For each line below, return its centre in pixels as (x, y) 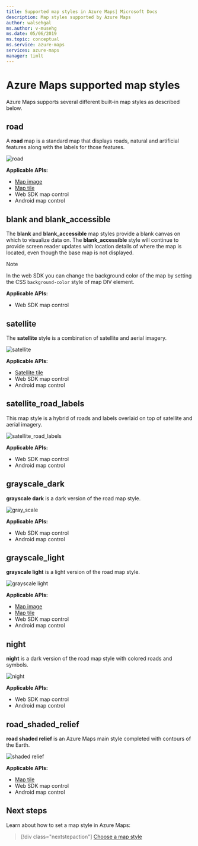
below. (14, 108)
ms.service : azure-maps (36, 45)
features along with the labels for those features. (66, 147)
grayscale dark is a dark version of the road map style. (74, 498)
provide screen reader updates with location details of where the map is (94, 247)
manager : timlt (25, 56)
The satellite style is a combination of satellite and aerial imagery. (87, 338)
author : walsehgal (29, 23)
